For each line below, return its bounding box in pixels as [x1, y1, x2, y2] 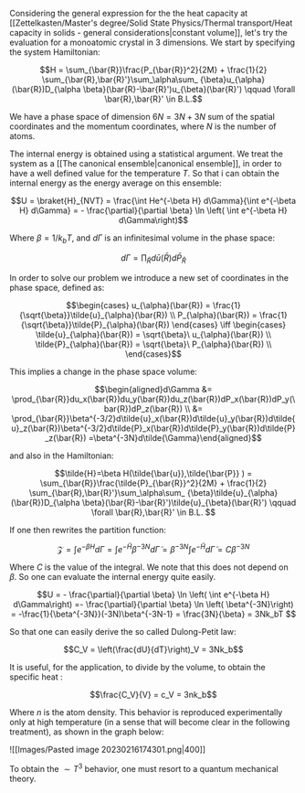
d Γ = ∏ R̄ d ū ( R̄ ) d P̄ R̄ [120, 252, 187, 265]
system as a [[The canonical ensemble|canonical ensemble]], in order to [9, 158, 282, 168]
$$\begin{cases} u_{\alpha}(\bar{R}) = [66, 299, 212, 310]
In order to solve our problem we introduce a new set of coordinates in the [9, 272, 289, 283]
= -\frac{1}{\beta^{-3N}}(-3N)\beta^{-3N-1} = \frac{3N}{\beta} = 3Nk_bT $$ [10, 608, 297, 620]
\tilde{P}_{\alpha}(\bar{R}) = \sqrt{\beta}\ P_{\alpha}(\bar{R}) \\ [35, 338, 272, 349]
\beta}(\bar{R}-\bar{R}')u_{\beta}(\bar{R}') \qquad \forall [82, 84, 296, 94]
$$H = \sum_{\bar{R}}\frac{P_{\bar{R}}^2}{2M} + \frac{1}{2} [39, 64, 268, 75]
